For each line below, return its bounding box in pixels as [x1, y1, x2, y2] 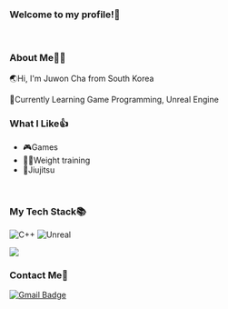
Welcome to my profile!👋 [9, 8, 121, 21]
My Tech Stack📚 [9, 204, 86, 217]
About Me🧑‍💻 [9, 52, 66, 65]
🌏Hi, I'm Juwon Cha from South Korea [9, 73, 154, 84]
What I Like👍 [9, 117, 69, 130]
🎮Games [22, 141, 59, 153]
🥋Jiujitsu [22, 164, 55, 175]
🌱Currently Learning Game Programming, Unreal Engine [9, 94, 220, 105]
